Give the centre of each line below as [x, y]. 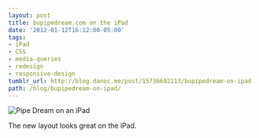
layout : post [30, 15]
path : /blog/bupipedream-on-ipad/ [65, 88]
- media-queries [35, 60]
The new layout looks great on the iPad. [72, 125]
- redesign [26, 67]
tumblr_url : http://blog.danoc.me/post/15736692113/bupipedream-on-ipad [130, 81]
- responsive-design [42, 74]
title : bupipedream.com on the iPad [68, 23]
